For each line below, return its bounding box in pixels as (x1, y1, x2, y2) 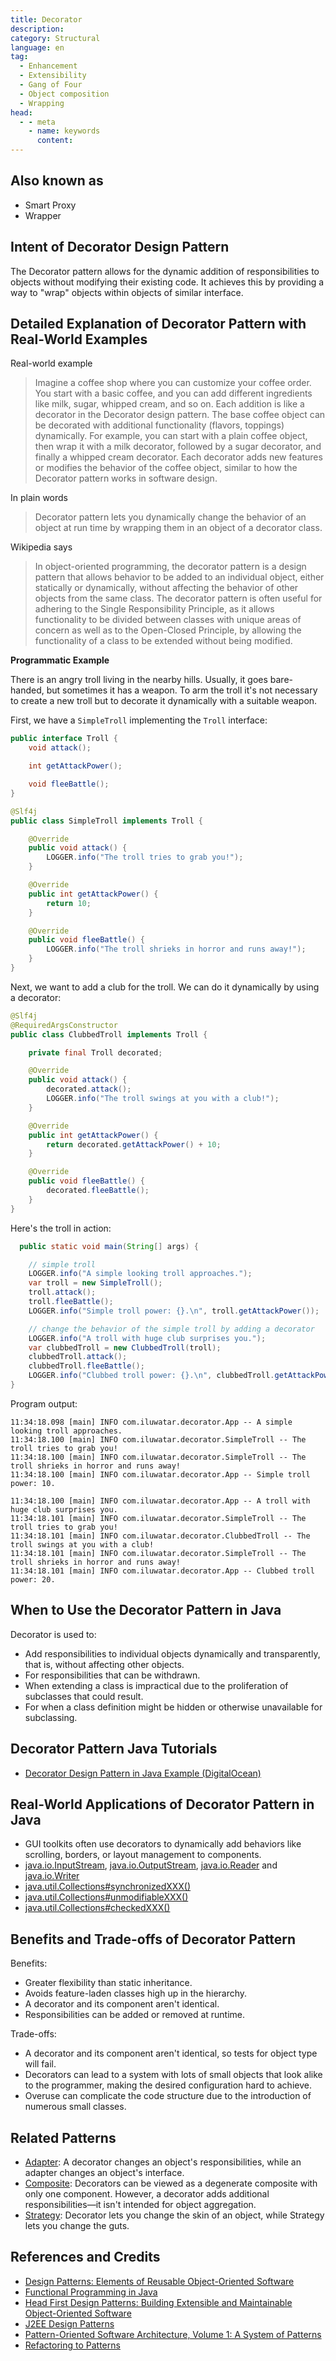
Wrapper (24, 209, 62, 221)
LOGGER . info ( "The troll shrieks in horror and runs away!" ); (46, 944, 307, 955)
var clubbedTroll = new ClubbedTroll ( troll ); (28, 1342, 222, 1353)
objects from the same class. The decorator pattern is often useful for (34, 592, 323, 605)
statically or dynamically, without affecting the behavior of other (34, 582, 299, 594)
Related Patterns (10, 2129, 117, 2146)
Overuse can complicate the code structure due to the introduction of (24, 2090, 312, 2102)
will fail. (24, 2058, 57, 2070)
